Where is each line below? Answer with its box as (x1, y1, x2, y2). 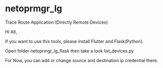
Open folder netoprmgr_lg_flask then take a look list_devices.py (5, 48, 134, 54)
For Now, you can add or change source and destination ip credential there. (5, 57, 159, 63)
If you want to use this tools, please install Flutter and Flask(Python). (5, 38, 144, 44)
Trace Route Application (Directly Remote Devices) (5, 19, 108, 25)
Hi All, (5, 29, 17, 34)
